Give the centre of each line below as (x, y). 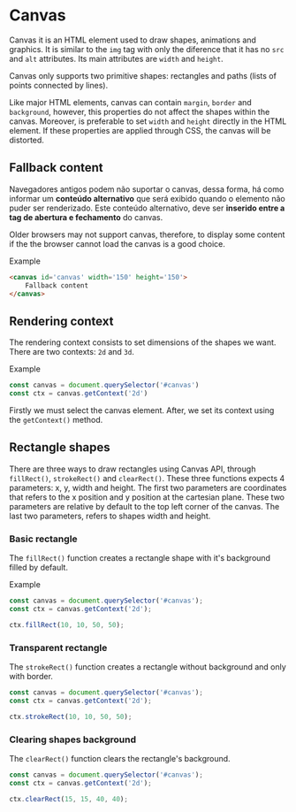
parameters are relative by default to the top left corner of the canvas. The (144, 506)
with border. (31, 676)
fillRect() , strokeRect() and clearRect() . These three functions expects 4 (147, 478)
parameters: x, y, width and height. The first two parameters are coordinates (148, 487)
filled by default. (39, 568)
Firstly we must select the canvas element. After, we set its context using (142, 410)
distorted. (27, 140)
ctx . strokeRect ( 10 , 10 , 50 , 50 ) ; (71, 716)
